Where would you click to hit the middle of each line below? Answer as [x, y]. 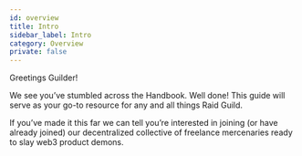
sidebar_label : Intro [51, 35]
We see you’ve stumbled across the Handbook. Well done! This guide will [147, 96]
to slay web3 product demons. [67, 142]
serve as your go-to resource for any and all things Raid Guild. [126, 105]
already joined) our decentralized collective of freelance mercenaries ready [151, 132]
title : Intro [34, 26]
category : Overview [47, 43]
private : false [38, 52]
